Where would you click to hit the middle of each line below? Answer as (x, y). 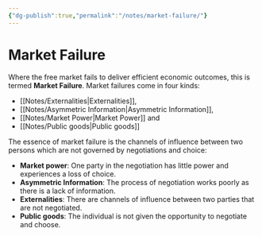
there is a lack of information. (67, 191)
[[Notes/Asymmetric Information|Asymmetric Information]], (117, 109)
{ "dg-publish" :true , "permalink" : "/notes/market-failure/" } (108, 15)
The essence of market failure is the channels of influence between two (126, 141)
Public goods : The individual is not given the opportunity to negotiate (133, 216)
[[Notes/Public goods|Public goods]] (80, 126)
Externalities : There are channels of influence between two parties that (137, 199)
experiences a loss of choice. (68, 174)
